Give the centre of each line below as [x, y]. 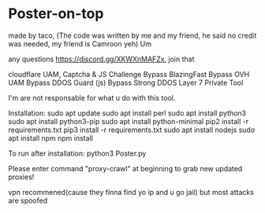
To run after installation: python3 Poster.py [77, 153]
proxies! [21, 177]
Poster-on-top [56, 14]
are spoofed [28, 200]
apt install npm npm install [50, 138]
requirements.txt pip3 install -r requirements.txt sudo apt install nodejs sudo [132, 130]
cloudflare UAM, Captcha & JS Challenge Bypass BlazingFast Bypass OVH [129, 74]
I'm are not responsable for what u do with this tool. [92, 97]
